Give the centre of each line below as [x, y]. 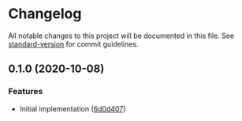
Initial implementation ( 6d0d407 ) [73, 108]
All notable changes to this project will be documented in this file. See [121, 36]
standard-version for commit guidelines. [73, 43]
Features [26, 92]
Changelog [45, 14]
